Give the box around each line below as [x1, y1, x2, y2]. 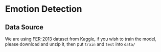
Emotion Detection [5, 3, 82, 15]
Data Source [5, 23, 44, 31]
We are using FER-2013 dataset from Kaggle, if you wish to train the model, [5, 36, 157, 42]
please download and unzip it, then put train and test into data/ [5, 41, 136, 47]
